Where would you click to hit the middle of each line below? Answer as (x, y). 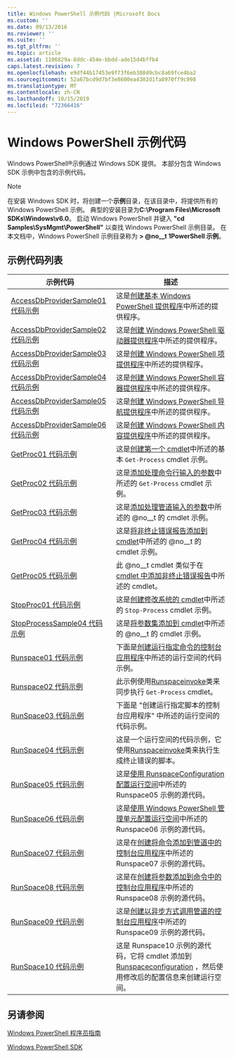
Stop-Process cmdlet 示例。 (171, 610)
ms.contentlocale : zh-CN (44, 92)
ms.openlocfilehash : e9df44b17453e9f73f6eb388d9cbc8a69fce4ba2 (102, 73)
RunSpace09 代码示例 (47, 921)
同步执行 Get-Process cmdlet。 (166, 692)
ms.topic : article (34, 54)
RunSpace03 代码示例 (47, 716)
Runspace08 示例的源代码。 (162, 897)
